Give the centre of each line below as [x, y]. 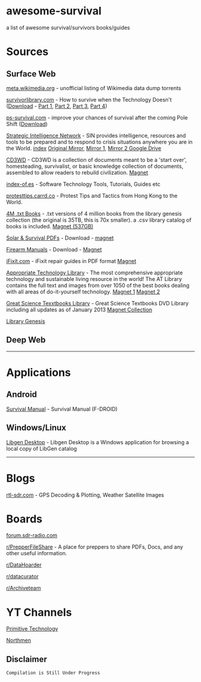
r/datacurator [22, 577]
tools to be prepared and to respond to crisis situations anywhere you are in [100, 142]
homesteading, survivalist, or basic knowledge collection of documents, [95, 166]
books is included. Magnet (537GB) [50, 226]
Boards [25, 519]
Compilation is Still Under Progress [53, 673]
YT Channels [39, 612]
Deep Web [26, 340]
